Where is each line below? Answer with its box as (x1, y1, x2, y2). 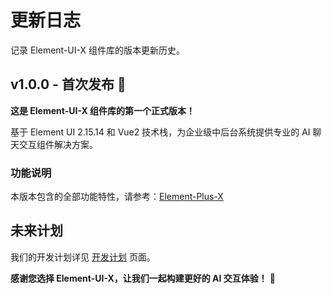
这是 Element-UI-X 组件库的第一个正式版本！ (10, 104, 196, 116)
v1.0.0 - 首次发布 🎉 (10, 76, 127, 93)
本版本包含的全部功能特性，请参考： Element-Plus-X (10, 191, 224, 203)
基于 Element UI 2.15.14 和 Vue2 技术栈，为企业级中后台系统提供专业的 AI (10, 126, 311, 138)
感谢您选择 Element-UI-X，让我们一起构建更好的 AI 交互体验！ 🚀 (10, 272, 276, 284)
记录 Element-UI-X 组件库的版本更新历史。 (10, 44, 185, 56)
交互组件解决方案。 (18, 138, 98, 150)
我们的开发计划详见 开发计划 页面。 (10, 251, 156, 263)
